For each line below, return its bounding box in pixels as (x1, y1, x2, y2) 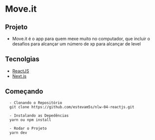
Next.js (12, 73, 27, 79)
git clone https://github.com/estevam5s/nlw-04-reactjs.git (9, 104, 134, 109)
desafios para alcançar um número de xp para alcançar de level (12, 41, 141, 47)
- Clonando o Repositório (9, 100, 63, 105)
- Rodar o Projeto (9, 126, 47, 131)
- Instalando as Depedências (9, 113, 69, 118)
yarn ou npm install (9, 117, 51, 122)
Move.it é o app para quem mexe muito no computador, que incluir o (12, 36, 150, 41)
